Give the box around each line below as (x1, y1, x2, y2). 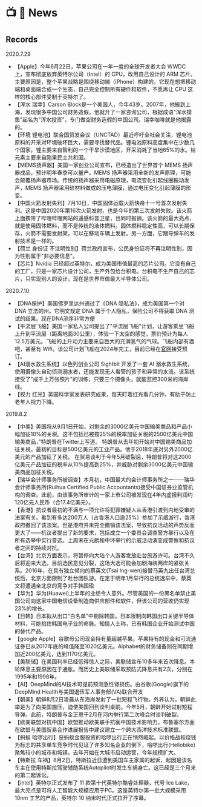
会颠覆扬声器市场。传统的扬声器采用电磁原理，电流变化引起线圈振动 (14, 176, 184, 184)
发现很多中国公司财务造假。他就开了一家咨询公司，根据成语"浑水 (25, 109, 187, 115)
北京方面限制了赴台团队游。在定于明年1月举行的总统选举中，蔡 (30, 575, 187, 581)
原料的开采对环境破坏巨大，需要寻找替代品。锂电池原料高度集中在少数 (14, 139, 190, 146)
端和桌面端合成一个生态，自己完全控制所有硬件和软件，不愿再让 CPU (14, 85, 187, 93)
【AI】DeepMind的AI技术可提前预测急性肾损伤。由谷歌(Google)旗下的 (14, 681, 189, 688)
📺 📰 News (5, 6, 58, 20)
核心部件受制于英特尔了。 (25, 93, 89, 100)
